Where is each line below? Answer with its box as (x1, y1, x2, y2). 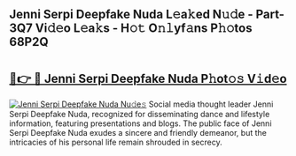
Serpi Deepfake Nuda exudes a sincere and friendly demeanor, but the (9, 128, 268, 137)
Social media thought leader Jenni (148, 99, 274, 109)
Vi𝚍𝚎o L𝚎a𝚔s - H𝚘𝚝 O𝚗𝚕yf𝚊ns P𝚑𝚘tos (35, 21, 253, 36)
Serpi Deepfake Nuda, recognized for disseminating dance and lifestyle (9, 109, 270, 119)
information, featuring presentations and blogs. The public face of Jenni (9, 118, 272, 129)
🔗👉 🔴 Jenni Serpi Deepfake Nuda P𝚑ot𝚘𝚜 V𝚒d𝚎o (9, 71, 287, 86)
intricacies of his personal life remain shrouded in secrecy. (9, 137, 223, 147)
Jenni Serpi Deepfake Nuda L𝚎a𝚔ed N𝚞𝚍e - (9, 7, 254, 22)
